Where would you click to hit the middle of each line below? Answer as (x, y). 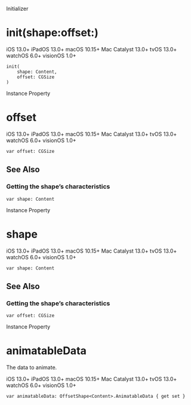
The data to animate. (32, 367)
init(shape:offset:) (52, 33)
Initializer (17, 9)
